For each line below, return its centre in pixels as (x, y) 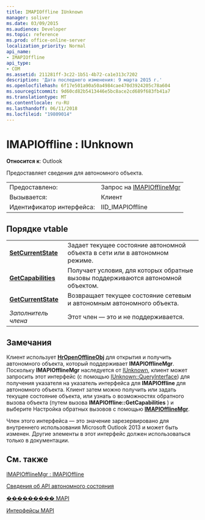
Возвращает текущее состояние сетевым (129, 295)
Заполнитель (29, 313)
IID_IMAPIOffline (124, 207)
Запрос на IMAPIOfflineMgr (141, 187)
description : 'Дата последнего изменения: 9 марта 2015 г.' (85, 80)
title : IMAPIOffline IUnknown (45, 12)
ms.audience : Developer (37, 29)
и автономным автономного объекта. (123, 303)
